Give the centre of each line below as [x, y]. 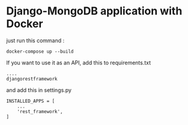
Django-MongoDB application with [94, 11]
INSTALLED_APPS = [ [31, 101]
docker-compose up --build [40, 51]
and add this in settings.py [39, 90]
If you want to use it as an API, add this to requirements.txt [79, 62]
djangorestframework [32, 79]
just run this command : [35, 40]
